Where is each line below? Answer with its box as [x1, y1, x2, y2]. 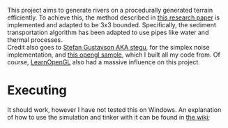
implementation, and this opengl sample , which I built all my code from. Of [7, 50, 221, 59]
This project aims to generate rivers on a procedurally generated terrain [7, 6, 213, 14]
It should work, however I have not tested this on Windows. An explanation [7, 105, 222, 114]
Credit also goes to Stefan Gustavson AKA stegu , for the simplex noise [7, 43, 210, 51]
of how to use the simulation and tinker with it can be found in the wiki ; [7, 113, 211, 121]
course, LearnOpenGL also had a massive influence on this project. [7, 58, 201, 66]
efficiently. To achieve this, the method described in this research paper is [7, 13, 220, 22]
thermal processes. [7, 36, 63, 44]
